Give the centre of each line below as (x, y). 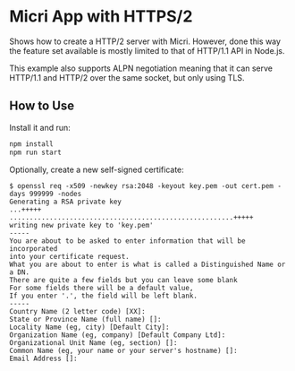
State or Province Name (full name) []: (86, 319)
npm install (31, 144)
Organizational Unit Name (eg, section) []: (93, 342)
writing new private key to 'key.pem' (81, 225)
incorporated (34, 248)
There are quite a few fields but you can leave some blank (124, 280)
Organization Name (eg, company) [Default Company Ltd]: (118, 335)
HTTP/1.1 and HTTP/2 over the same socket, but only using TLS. (127, 77)
